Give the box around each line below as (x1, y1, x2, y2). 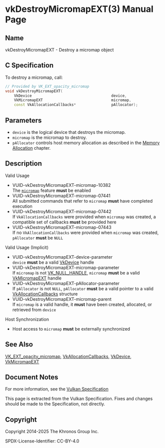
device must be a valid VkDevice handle (12, 259, 94, 265)
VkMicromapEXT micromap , (14, 98, 132, 103)
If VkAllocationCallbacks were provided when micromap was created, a (12, 214, 156, 220)
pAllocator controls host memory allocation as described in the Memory (12, 140, 160, 146)
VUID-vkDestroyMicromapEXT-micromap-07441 (12, 192, 111, 199)
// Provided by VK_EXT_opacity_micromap (5, 84, 90, 89)
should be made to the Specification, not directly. (5, 401, 105, 407)
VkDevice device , (14, 93, 127, 98)
